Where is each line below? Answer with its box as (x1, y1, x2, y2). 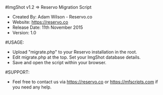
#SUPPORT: (5, 69, 30, 75)
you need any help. (12, 84, 52, 90)
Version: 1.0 (12, 30, 36, 35)
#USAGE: (5, 39, 24, 45)
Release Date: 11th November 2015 (12, 24, 83, 30)
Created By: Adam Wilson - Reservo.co (12, 14, 93, 19)
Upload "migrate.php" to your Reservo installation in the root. (12, 49, 137, 55)
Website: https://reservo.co (12, 19, 68, 25)
